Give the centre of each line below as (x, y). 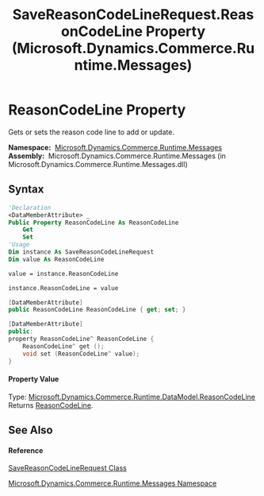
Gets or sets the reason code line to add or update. (91, 132)
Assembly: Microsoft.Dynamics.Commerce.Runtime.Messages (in (117, 156)
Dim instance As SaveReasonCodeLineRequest (81, 252)
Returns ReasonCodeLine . (51, 405)
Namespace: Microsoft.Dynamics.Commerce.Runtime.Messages (115, 147)
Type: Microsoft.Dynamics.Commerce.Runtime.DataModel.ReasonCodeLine (132, 397)
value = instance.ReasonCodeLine (63, 273)
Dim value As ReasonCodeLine (56, 259)
